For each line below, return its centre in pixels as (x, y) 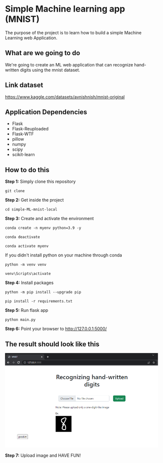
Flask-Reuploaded (30, 129)
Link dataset (24, 85)
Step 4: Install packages (29, 283)
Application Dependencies (46, 112)
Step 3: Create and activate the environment (49, 219)
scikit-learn (23, 155)
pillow (18, 139)
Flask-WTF (23, 134)
